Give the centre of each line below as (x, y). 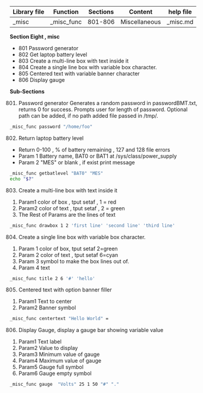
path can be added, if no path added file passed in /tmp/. (88, 116)
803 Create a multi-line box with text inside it (74, 61)
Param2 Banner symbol (47, 308)
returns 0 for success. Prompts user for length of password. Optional (103, 109)
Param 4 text (34, 268)
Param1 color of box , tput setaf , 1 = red (67, 202)
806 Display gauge (41, 80)
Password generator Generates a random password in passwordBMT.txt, (108, 103)
